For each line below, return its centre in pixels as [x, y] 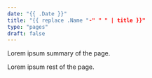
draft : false [26, 33]
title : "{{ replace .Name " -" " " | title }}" [76, 20]
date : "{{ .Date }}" [37, 14]
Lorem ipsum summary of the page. [59, 53]
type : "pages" [28, 27]
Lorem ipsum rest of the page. [51, 67]
